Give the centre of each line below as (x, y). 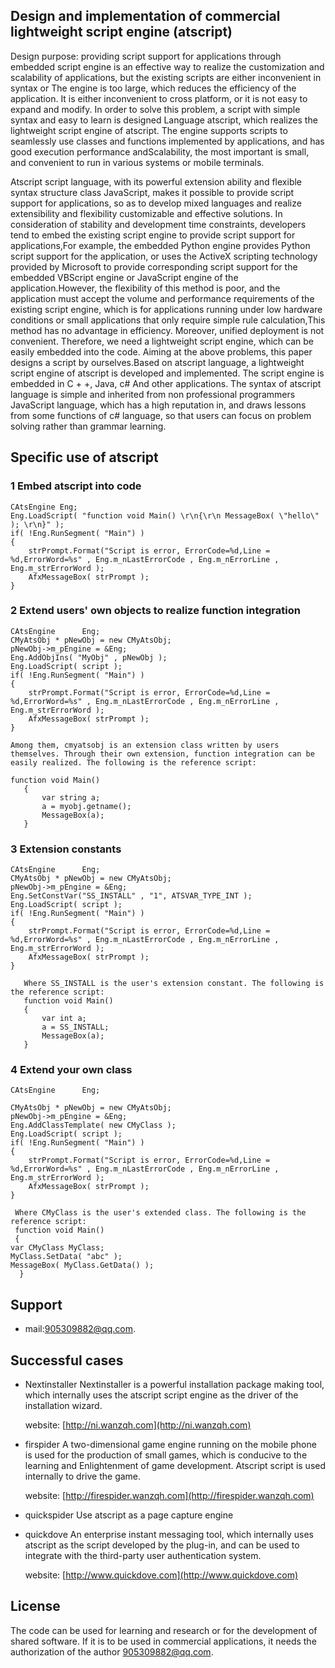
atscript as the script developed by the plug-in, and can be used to (162, 1545)
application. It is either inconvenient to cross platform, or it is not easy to (159, 98)
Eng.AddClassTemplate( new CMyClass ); (93, 1125)
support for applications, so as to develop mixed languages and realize (156, 203)
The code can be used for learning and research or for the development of (164, 1630)
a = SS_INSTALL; (75, 1027)
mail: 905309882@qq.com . (80, 1329)
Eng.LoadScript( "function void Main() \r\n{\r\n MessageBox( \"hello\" (165, 515)
